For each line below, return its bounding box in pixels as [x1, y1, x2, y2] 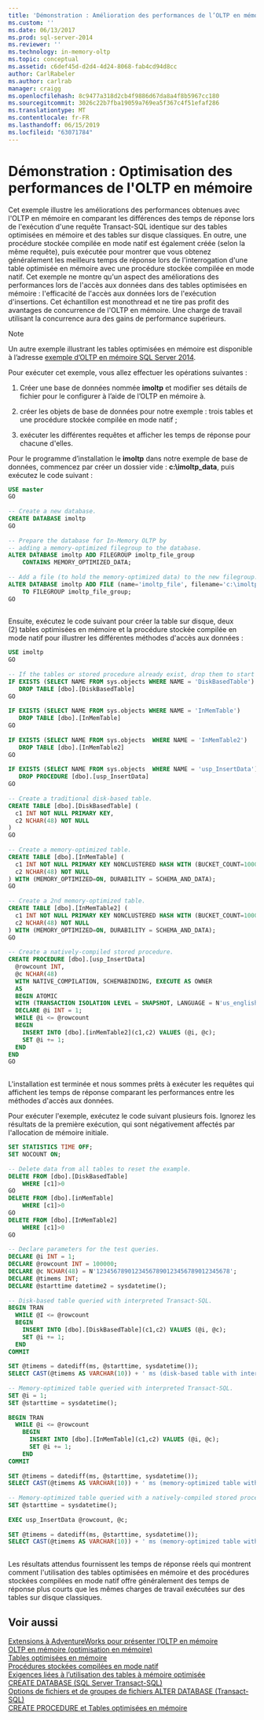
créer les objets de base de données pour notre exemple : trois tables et [19, 406, 254, 416]
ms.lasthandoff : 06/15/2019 [8, 121, 101, 129]
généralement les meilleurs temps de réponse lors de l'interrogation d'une [8, 255, 248, 264]
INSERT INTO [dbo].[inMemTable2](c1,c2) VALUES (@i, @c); [22, 1028, 216, 1036]
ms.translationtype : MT [8, 107, 86, 115]
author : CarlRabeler [8, 70, 76, 78]
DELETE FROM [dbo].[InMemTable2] [8, 1216, 118, 1224]
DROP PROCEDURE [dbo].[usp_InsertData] [18, 773, 149, 781]
